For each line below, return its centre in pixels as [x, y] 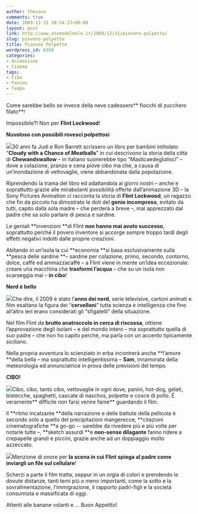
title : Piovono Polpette [37, 45]
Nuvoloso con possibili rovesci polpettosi [58, 134]
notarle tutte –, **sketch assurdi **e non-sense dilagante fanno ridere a [94, 432]
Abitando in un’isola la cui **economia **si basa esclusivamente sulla [91, 250]
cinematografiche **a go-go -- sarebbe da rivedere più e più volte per [92, 425]
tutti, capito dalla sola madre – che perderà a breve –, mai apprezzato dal [95, 208]
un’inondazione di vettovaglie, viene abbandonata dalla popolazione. [90, 171]
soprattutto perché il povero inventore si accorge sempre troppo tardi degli [97, 232]
